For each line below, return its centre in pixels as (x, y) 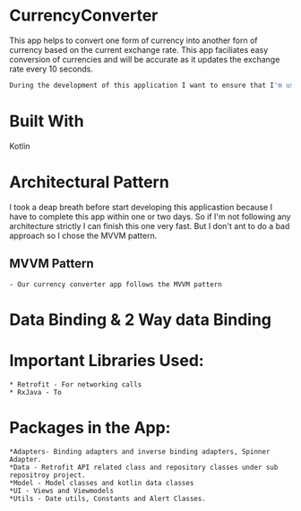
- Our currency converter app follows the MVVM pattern (116, 284)
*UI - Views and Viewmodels (62, 490)
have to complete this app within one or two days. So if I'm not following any (150, 217)
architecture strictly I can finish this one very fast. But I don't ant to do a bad (150, 226)
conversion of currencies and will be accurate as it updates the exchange (145, 59)
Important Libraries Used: (107, 360)
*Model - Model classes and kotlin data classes (102, 483)
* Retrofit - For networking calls (76, 384)
